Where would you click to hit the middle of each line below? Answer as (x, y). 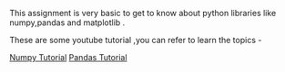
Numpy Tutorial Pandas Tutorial (68, 57)
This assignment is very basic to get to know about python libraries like (143, 13)
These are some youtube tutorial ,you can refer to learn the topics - (136, 40)
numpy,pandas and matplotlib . (67, 22)
